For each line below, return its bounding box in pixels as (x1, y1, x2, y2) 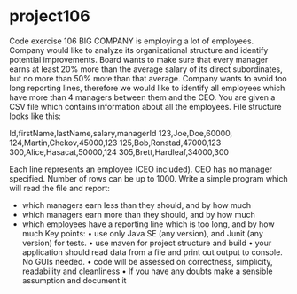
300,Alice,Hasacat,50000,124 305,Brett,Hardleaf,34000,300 (9, 146, 229, 157)
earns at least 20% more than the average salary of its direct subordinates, (9, 64, 284, 74)
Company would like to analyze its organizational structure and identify (9, 44, 269, 55)
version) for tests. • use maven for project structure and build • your (21, 237, 272, 248)
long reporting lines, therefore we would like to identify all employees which (9, 82, 285, 93)
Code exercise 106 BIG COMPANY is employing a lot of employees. (9, 35, 254, 46)
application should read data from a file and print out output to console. (21, 246, 284, 258)
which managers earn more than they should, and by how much (21, 209, 255, 220)
